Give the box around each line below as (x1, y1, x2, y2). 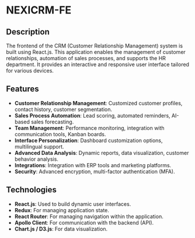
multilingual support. (14, 143, 64, 150)
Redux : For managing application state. (14, 206, 110, 213)
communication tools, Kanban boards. (14, 130, 106, 137)
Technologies (6, 185, 57, 195)
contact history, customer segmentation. (14, 106, 113, 113)
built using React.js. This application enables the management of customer (6, 49, 186, 56)
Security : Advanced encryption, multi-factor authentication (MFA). (14, 168, 175, 175)
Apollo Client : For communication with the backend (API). (14, 219, 154, 226)
